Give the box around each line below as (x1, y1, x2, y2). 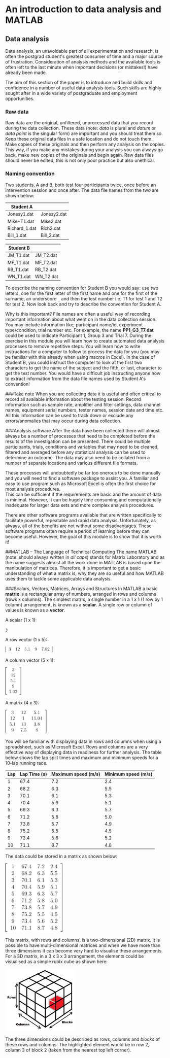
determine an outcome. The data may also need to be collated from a (5, 454, 150, 460)
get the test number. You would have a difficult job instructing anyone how (5, 370, 161, 376)
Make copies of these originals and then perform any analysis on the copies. (5, 141, 165, 148)
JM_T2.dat (35, 252, 57, 258)
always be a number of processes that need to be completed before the (5, 433, 156, 439)
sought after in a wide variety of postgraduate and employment (5, 90, 138, 96)
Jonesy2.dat (40, 211, 67, 217)
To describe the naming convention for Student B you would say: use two (5, 285, 159, 291)
